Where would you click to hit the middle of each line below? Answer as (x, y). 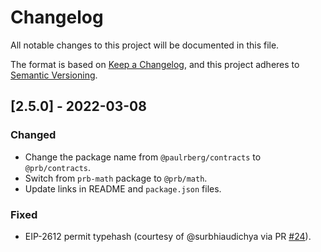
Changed (33, 135)
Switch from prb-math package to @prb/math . (116, 178)
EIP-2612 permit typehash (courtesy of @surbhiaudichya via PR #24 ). (168, 236)
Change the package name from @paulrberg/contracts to (143, 157)
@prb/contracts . (58, 167)
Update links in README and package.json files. (123, 188)
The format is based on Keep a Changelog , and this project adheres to (155, 64)
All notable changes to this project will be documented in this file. (145, 45)
